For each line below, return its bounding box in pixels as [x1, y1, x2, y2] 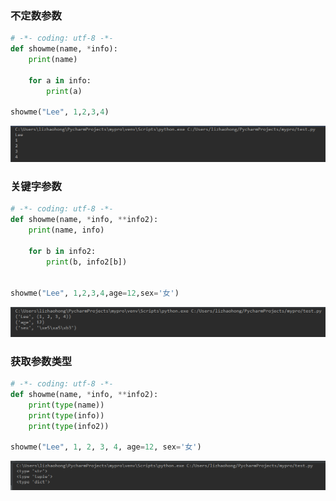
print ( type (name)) [28, 400, 105, 410]
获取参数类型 [10, 354, 73, 368]
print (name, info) [28, 225, 105, 235]
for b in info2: [28, 246, 97, 256]
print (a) [46, 86, 83, 96]
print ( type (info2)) [28, 421, 110, 431]
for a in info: [28, 75, 92, 86]
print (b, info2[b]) [46, 257, 128, 267]
